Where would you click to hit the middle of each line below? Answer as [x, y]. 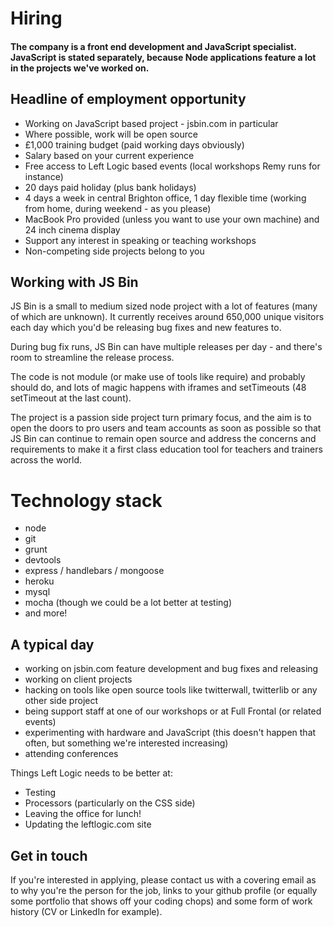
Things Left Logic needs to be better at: [91, 773]
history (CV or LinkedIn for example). [86, 911]
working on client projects [78, 679]
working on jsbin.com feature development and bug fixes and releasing [171, 669]
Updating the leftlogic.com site [88, 824]
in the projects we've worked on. [80, 68]
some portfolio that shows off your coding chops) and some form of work [161, 901]
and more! [46, 613]
